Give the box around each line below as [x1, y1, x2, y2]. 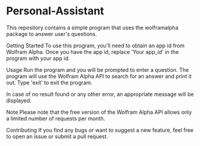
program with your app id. [6, 54, 70, 62]
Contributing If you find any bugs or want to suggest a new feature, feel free [6, 126, 194, 133]
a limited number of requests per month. [6, 115, 106, 122]
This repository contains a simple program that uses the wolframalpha [6, 24, 179, 31]
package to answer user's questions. [6, 30, 97, 37]
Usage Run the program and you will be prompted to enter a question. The [6, 66, 189, 73]
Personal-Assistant [6, 4, 104, 18]
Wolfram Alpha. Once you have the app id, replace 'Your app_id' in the [6, 48, 179, 55]
